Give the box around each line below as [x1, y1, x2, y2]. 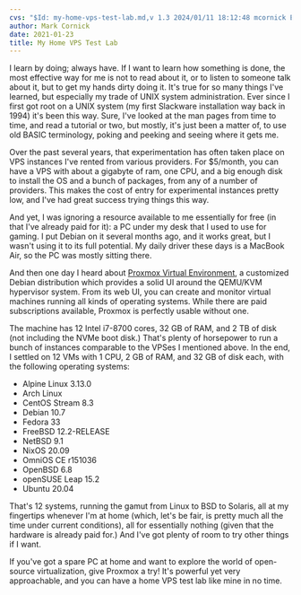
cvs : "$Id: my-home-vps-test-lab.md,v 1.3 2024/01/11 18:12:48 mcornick [9, 13, 287, 22]
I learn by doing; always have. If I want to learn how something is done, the [9, 63, 286, 74]
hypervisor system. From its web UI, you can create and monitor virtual [9, 286, 271, 297]
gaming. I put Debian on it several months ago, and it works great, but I [9, 231, 271, 242]
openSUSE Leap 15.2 [21, 474, 100, 485]
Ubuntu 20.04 [21, 484, 74, 494]
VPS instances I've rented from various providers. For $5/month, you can [9, 156, 279, 167]
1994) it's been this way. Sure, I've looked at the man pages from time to [9, 110, 277, 121]
